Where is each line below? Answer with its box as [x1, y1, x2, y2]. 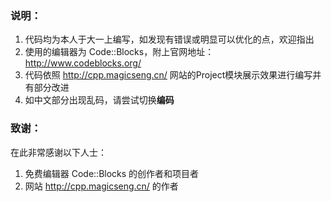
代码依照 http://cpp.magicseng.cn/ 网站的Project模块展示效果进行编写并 [24, 69, 322, 81]
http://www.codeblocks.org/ [24, 57, 142, 69]
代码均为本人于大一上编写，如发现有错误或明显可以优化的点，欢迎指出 [24, 33, 315, 46]
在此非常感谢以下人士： [10, 146, 107, 158]
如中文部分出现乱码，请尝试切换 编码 [24, 94, 175, 106]
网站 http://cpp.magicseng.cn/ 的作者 [24, 180, 179, 192]
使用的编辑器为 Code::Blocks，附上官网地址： [24, 46, 215, 58]
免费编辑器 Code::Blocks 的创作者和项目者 [24, 167, 200, 179]
